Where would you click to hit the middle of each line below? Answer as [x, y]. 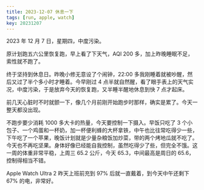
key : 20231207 [24, 23]
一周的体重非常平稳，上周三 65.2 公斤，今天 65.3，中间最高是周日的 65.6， [100, 153]
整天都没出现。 [25, 110]
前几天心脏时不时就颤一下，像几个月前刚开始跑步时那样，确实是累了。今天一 [102, 102]
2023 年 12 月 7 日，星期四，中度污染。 [56, 41]
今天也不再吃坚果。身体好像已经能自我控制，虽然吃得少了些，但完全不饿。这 [102, 145]
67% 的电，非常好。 [32, 181]
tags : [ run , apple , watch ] [40, 18]
